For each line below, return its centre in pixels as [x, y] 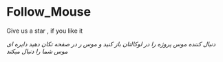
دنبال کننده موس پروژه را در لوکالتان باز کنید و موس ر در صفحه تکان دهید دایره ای [111, 44]
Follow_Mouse [49, 12]
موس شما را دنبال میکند [37, 51]
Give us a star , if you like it [45, 31]
